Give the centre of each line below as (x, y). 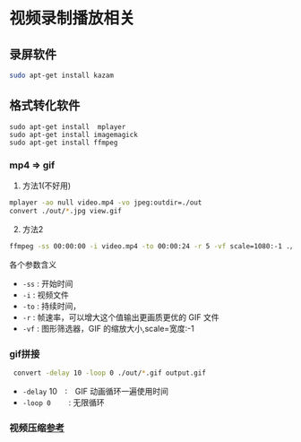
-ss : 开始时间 (47, 283)
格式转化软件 (45, 105)
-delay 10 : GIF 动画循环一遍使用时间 (95, 391)
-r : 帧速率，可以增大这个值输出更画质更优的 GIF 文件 (120, 317)
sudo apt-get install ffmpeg (64, 143)
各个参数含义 (33, 264)
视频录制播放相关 (73, 18)
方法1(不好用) (47, 186)
